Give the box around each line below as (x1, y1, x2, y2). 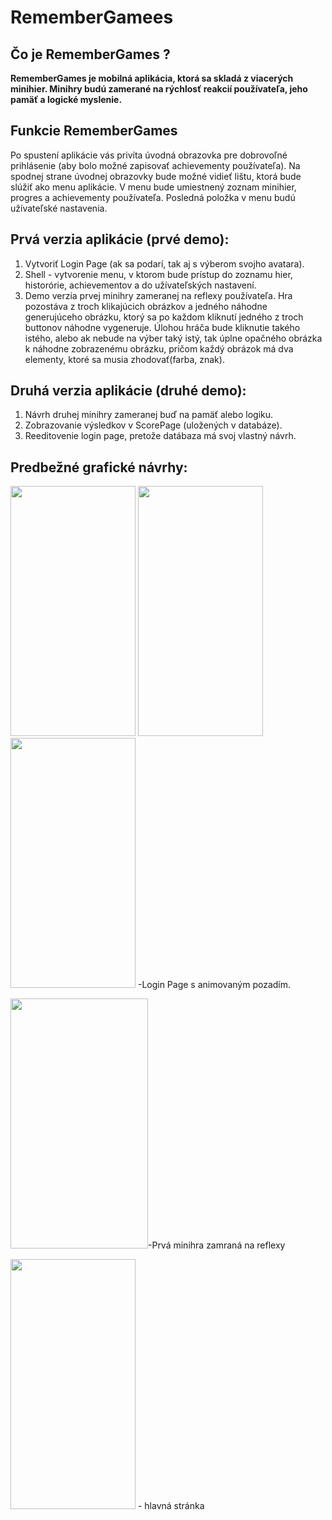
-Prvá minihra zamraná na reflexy (148, 1239, 286, 1251)
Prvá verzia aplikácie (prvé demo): (10, 231, 230, 248)
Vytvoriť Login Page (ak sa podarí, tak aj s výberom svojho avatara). (24, 257, 305, 270)
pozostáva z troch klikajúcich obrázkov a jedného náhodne (24, 300, 268, 312)
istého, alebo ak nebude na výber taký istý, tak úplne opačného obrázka (24, 332, 323, 344)
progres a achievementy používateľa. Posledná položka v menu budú (10, 191, 296, 203)
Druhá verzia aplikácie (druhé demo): (10, 382, 247, 400)
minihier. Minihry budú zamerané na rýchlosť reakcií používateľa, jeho (10, 83, 308, 95)
